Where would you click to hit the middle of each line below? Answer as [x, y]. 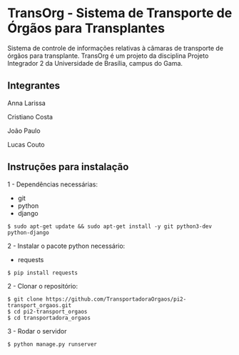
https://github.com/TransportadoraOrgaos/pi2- [116, 299]
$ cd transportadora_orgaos [49, 318]
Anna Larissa [27, 103]
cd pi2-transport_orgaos [51, 311]
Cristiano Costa [30, 116]
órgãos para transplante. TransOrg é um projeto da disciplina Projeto [108, 56]
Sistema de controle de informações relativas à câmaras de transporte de [115, 48]
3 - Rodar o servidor [37, 331]
